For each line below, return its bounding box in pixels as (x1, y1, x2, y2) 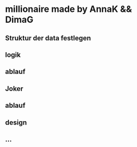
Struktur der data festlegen (5, 34, 91, 42)
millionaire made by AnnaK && (5, 3, 133, 15)
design (5, 118, 27, 127)
